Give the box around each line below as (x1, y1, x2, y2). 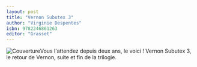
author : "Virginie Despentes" (6, 20, 82, 26)
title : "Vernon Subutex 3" (6, 14, 74, 20)
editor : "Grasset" (6, 31, 52, 37)
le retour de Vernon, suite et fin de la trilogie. (6, 54, 117, 61)
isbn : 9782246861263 (6, 25, 58, 32)
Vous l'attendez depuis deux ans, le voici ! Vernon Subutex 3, (40, 47, 192, 54)
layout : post (6, 8, 39, 15)
